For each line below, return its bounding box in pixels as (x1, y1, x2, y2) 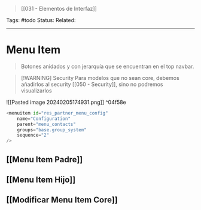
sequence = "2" (17, 132, 50, 138)
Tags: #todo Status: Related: (6, 17, 76, 23)
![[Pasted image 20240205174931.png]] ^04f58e (6, 98, 127, 106)
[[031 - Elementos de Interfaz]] (20, 5, 97, 12)
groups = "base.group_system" (17, 126, 87, 133)
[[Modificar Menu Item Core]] (6, 195, 118, 205)
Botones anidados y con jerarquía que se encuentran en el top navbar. (20, 63, 194, 70)
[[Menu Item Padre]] (6, 155, 83, 165)
